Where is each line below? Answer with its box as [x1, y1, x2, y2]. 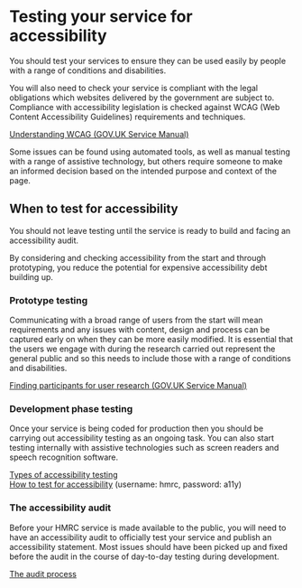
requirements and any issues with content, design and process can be [9, 324, 270, 335]
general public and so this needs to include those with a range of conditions [9, 353, 291, 364]
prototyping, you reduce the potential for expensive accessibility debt [9, 262, 268, 273]
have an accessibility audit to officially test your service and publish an [9, 531, 272, 543]
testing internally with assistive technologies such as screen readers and [9, 443, 279, 453]
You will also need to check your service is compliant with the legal [9, 82, 259, 93]
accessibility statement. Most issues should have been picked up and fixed [9, 541, 288, 552]
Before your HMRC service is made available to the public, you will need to [9, 522, 287, 533]
